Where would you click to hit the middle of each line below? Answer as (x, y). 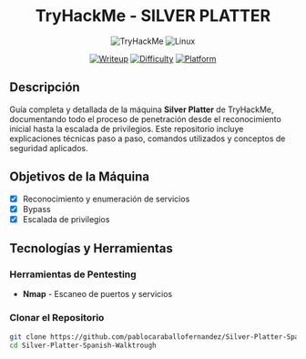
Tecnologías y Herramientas (91, 248)
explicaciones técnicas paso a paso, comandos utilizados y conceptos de (148, 138)
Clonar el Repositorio (57, 318)
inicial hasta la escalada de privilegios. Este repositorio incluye (127, 128)
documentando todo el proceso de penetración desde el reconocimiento (146, 118)
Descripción (45, 87)
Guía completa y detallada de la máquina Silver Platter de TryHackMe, (142, 109)
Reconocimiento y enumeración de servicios (106, 199)
